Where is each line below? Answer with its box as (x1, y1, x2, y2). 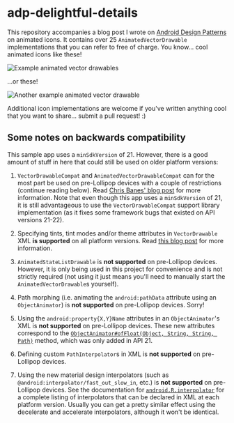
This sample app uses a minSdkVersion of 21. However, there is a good (7, 150, 208, 158)
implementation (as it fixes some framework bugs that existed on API (17, 208, 215, 217)
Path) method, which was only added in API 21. (17, 336, 153, 344)
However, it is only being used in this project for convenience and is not (17, 265, 223, 273)
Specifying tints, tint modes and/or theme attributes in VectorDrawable (17, 229, 218, 238)
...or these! (7, 77, 38, 85)
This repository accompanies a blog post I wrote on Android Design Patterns (7, 28, 227, 36)
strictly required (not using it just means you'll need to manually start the (17, 272, 226, 280)
